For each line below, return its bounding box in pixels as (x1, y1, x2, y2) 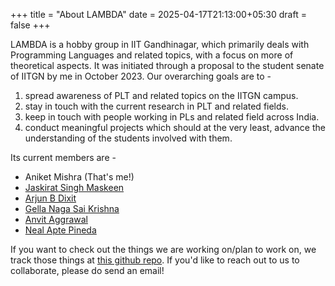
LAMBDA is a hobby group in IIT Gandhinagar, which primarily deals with (10, 39, 310, 50)
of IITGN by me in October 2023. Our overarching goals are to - (10, 70, 272, 82)
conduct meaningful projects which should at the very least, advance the (24, 122, 326, 133)
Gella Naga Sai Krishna (24, 203, 120, 214)
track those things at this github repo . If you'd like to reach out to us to (10, 254, 300, 266)
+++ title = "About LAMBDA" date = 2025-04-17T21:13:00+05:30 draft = (10, 9, 307, 20)
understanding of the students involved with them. (24, 132, 233, 144)
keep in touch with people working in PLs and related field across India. (24, 111, 320, 123)
